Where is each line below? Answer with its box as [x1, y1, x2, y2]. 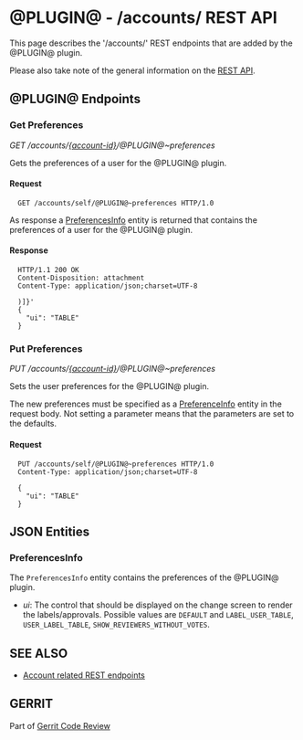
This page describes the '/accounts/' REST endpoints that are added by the [9, 37, 294, 48]
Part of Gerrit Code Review [9, 720, 111, 731]
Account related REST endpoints [22, 670, 146, 681]
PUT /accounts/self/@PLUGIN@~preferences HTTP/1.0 [17, 460, 214, 469]
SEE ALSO [9, 645, 68, 661]
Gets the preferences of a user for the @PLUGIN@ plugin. [9, 157, 227, 168]
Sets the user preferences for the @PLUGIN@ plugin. [9, 381, 210, 392]
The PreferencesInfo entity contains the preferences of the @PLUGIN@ [9, 572, 280, 583]
